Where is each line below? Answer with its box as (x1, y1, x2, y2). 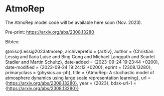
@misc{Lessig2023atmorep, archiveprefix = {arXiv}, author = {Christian (5, 48, 154, 54)
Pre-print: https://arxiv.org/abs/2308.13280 (5, 29, 94, 35)
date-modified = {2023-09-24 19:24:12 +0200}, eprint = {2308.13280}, (5, 64, 152, 70)
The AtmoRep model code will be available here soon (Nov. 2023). (5, 19, 142, 25)
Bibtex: (5, 38, 20, 45)
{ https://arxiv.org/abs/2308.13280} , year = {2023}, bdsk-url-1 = (5, 80, 136, 86)
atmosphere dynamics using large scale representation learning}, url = (5, 75, 151, 81)
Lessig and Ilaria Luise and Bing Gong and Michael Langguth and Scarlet (5, 53, 155, 60)
